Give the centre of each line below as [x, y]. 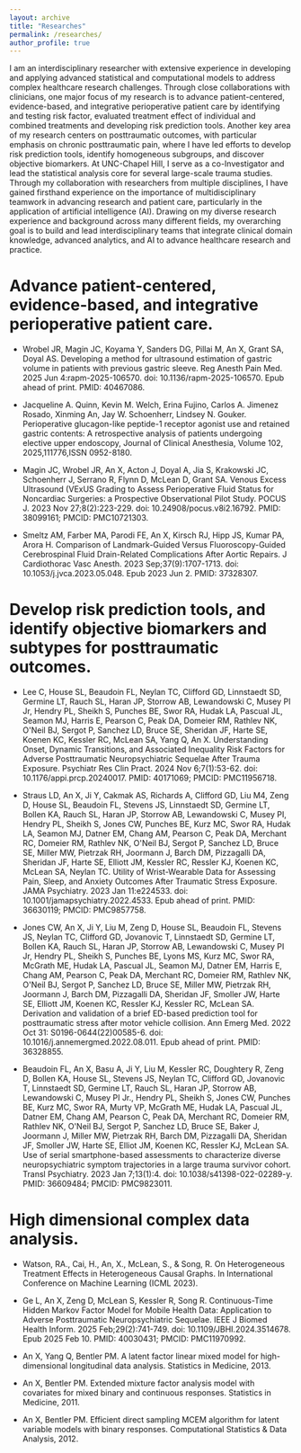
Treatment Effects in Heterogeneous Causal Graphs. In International [148, 1274]
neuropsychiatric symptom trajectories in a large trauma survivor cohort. [157, 1164]
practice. [26, 250]
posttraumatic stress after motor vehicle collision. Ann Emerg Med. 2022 [156, 1023]
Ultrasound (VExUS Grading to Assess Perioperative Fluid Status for [148, 489]
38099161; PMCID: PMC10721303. [85, 518]
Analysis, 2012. [50, 1439]
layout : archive [40, 18]
